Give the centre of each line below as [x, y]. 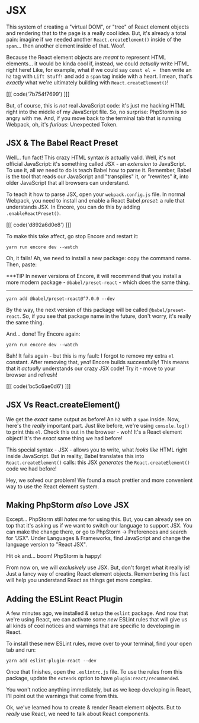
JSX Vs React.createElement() [63, 405]
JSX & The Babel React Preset [62, 143]
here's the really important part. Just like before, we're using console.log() [98, 425]
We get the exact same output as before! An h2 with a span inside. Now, [93, 419]
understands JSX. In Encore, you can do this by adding [73, 207]
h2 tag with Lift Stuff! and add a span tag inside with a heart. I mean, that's [99, 76]
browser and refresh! [32, 374]
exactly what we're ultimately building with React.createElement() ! [87, 82]
